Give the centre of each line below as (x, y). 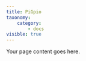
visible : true (24, 34)
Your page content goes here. (43, 51)
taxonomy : (19, 18)
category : (29, 23)
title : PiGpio (24, 12)
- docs (36, 29)
